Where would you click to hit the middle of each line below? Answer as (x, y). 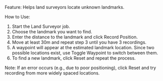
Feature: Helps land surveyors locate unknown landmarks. (64, 7)
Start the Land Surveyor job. (41, 26)
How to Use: (17, 17)
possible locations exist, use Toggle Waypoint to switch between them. (85, 53)
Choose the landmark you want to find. (52, 32)
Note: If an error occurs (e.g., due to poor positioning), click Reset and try (80, 68)
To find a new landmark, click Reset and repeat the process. (74, 58)
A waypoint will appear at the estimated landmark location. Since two (83, 47)
